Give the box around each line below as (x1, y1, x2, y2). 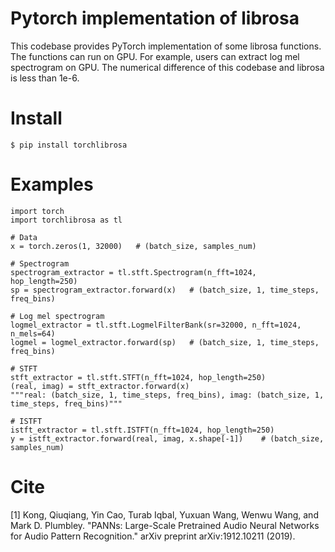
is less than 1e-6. (10, 72, 80, 84)
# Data (10, 232, 38, 242)
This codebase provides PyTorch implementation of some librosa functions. (10, 40, 322, 52)
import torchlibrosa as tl (10, 215, 123, 225)
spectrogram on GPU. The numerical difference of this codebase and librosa (10, 61, 325, 73)
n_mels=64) (10, 328, 56, 339)
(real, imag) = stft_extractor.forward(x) (10, 381, 190, 391)
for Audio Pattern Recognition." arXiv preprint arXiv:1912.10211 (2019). (10, 530, 296, 542)
